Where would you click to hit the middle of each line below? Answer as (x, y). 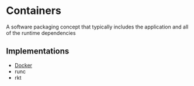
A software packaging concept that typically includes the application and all (97, 27)
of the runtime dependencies (41, 33)
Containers (34, 11)
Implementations (38, 51)
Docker (23, 65)
